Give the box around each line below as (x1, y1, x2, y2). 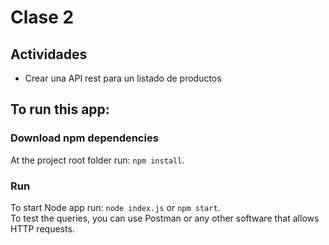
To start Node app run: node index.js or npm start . (10, 201, 221, 213)
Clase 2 (10, 6, 75, 29)
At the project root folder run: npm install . (10, 154, 185, 166)
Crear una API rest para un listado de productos (24, 72, 222, 84)
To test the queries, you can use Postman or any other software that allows (10, 212, 320, 224)
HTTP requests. (10, 222, 75, 235)
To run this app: (10, 101, 110, 118)
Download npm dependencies (10, 131, 159, 145)
